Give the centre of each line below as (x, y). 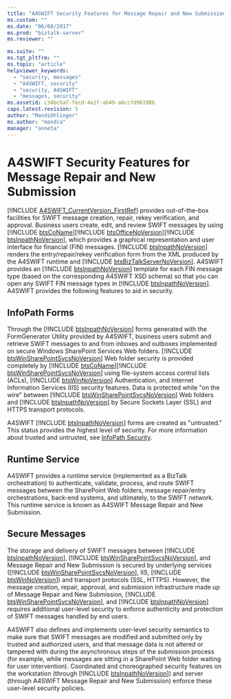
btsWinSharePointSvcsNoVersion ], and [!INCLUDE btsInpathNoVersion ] (108, 601)
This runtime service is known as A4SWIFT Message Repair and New (105, 505)
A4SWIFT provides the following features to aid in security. (90, 291)
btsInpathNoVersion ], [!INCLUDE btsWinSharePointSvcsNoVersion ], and (109, 557)
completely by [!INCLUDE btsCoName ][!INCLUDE (77, 366)
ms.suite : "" (26, 52)
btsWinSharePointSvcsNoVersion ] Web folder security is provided (100, 358)
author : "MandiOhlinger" (43, 116)
